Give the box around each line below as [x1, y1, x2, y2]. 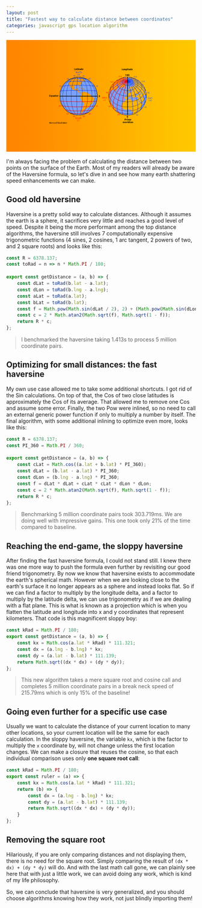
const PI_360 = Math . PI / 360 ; [6, 443, 85, 449]
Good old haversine [6, 194, 81, 205]
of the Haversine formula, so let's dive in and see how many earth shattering [6, 170, 195, 177]
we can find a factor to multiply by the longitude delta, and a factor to [6, 589, 178, 596]
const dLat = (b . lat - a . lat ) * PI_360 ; [17, 468, 120, 474]
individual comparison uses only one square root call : [6, 755, 140, 762]
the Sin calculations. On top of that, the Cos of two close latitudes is [6, 391, 174, 398]
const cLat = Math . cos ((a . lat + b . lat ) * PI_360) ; [17, 462, 147, 468]
